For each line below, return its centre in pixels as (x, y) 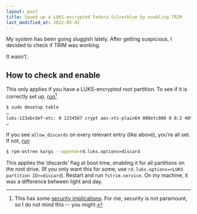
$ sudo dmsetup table (33, 107)
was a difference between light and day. (55, 182)
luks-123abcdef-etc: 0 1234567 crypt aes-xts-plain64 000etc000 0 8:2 (94, 118)
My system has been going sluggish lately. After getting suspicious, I (89, 39)
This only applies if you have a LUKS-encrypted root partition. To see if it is (97, 89)
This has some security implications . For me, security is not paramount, (101, 198)
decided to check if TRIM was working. (53, 45)
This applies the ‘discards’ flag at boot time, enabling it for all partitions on (95, 163)
